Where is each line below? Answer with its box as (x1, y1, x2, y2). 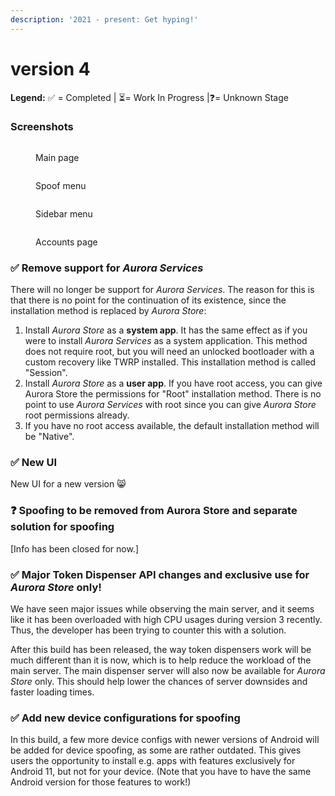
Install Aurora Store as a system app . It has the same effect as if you (24, 324, 308, 336)
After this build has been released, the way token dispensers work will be (10, 644, 312, 656)
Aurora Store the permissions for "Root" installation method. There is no (24, 388, 322, 400)
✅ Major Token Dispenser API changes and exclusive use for (10, 567, 310, 581)
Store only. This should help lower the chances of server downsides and (10, 676, 308, 688)
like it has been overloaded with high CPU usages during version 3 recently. (10, 614, 323, 626)
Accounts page (35, 236, 98, 248)
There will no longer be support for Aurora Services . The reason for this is (10, 284, 315, 296)
